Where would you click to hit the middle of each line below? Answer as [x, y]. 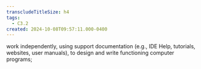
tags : [13, 18]
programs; [19, 59]
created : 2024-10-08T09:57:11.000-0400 [57, 29]
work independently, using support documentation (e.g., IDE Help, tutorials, [101, 46]
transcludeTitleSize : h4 [38, 12]
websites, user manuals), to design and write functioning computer [90, 53]
